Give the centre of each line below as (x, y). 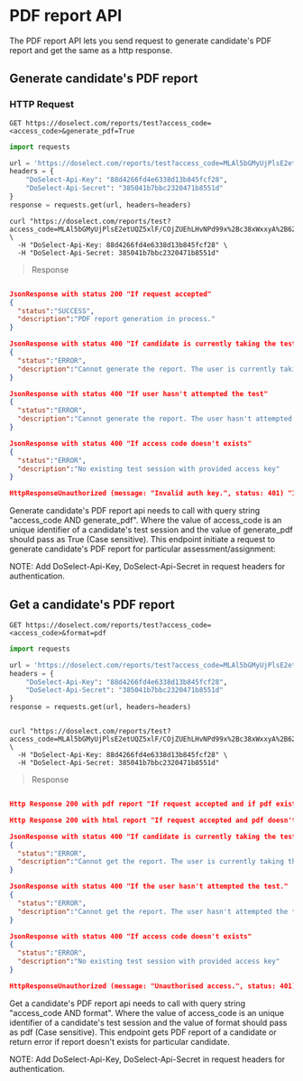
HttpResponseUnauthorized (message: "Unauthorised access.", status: (143, 986)
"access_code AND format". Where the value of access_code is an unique (147, 1012)
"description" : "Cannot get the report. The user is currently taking (151, 862)
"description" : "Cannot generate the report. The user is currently (147, 369)
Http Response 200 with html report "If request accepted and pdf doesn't (153, 820)
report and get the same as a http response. (91, 50)
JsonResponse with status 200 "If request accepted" (110, 294)
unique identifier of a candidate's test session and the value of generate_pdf (151, 530)
